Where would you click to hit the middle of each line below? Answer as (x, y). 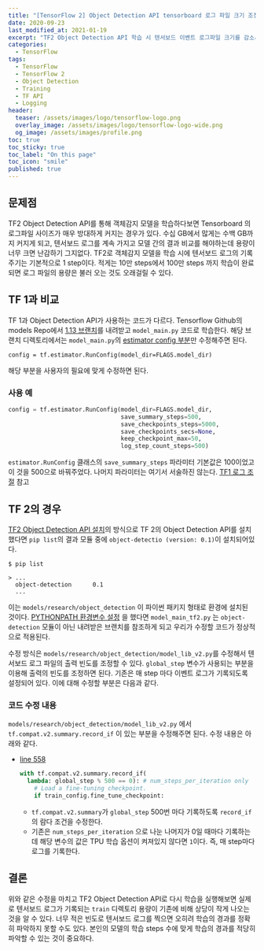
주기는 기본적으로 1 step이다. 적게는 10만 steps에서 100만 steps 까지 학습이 (124, 262)
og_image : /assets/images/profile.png (79, 132)
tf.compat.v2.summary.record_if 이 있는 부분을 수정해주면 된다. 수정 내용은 (126, 734)
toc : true (24, 140)
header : (21, 111)
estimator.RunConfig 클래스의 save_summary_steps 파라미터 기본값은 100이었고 (132, 462)
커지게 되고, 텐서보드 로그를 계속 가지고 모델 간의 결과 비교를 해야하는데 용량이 (136, 243)
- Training (33, 89)
